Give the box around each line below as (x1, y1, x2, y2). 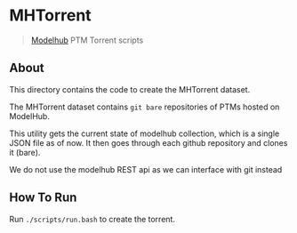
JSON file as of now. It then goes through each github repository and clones (9, 137, 288, 148)
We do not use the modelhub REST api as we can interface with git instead (9, 164, 283, 174)
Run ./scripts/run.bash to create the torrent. (9, 213, 176, 224)
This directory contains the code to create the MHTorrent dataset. (9, 84, 251, 94)
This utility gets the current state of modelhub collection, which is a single (9, 128, 280, 139)
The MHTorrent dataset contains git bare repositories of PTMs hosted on (9, 101, 280, 112)
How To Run (9, 190, 77, 205)
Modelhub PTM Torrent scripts (30, 35, 144, 45)
